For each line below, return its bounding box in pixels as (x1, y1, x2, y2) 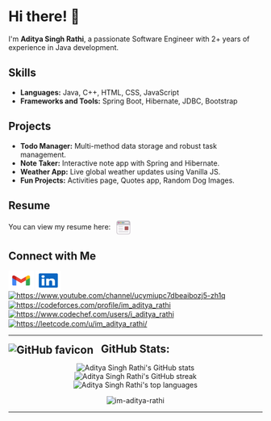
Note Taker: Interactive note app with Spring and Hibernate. (19, 158, 220, 168)
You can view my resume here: (8, 222, 111, 232)
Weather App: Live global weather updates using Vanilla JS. (19, 166, 221, 176)
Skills (8, 66, 36, 80)
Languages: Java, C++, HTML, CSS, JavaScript (19, 87, 180, 97)
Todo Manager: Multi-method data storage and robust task (19, 141, 218, 150)
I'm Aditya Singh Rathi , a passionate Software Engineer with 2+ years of (8, 34, 250, 44)
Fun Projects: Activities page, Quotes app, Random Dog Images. (19, 175, 236, 185)
